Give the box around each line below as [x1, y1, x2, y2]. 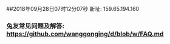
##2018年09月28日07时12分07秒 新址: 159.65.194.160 [6, 5, 140, 12]
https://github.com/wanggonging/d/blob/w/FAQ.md [6, 30, 164, 38]
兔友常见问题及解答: [6, 22, 65, 30]
